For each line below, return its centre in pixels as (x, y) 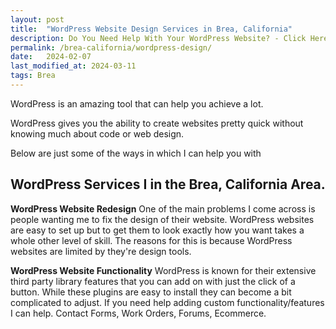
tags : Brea (33, 76)
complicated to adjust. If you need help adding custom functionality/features (167, 302)
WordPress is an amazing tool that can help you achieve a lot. (137, 103)
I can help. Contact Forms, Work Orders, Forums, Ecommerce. (138, 313)
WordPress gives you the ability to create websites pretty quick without (157, 123)
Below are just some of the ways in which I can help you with (136, 153)
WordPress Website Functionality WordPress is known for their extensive (163, 270)
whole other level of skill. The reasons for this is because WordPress (151, 240)
